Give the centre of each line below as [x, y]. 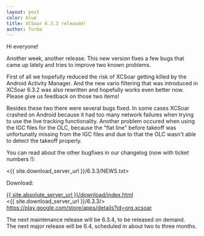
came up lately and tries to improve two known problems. [79, 65]
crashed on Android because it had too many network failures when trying [100, 115]
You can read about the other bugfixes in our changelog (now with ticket [98, 153]
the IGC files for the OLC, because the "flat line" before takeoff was [91, 128]
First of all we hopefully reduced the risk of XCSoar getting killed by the [96, 77]
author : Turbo [25, 29]
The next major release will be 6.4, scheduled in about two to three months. [102, 226]
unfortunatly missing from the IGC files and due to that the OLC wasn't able [101, 134]
